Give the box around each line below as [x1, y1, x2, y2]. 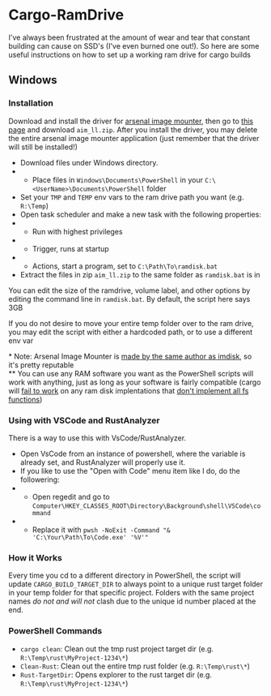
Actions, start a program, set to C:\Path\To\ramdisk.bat [32, 261, 218, 271]
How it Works [8, 552, 62, 563]
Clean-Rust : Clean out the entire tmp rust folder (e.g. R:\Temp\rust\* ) [19, 661, 251, 671]
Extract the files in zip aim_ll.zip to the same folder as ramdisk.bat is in [19, 269, 260, 279]
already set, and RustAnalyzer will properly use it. [19, 457, 186, 467]
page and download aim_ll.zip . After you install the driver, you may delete [8, 124, 258, 135]
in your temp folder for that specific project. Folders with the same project [8, 588, 255, 598]
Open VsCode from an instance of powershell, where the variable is [19, 449, 246, 458]
